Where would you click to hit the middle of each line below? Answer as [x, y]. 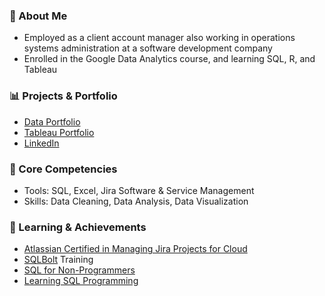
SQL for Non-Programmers [79, 270]
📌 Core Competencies [63, 169]
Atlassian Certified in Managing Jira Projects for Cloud [135, 249]
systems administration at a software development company [148, 48]
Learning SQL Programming [81, 281]
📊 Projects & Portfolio [63, 96]
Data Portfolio [52, 121]
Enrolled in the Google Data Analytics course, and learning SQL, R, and [169, 59]
